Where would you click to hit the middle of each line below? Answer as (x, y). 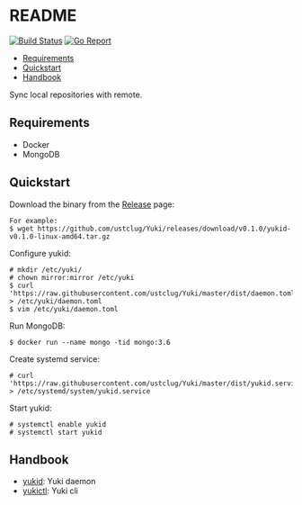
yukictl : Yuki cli (50, 491)
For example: (34, 221)
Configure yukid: (40, 253)
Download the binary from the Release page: (92, 204)
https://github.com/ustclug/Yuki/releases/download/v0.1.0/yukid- (164, 229)
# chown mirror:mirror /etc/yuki (72, 277)
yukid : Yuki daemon (59, 482)
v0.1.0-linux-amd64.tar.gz (60, 236)
